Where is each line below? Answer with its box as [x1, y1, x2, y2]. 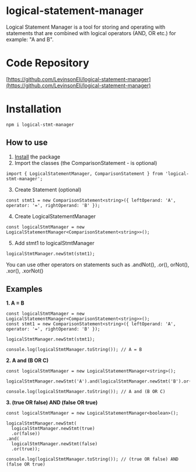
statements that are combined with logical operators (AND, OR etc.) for [6, 29, 176, 36]
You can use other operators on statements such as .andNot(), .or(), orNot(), [6, 261, 190, 268]
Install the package [14, 153, 61, 160]
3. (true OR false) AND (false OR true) [6, 399, 98, 406]
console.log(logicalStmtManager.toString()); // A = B [6, 347, 142, 353]
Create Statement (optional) [14, 186, 82, 193]
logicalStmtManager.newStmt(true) [11, 426, 95, 432]
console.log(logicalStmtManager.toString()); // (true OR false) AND [6, 456, 179, 463]
